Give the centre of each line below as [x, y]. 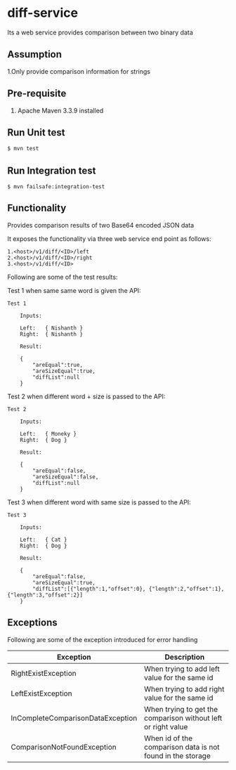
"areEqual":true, [58, 365]
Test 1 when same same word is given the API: [74, 290]
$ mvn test [23, 149]
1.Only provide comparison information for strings [79, 71]
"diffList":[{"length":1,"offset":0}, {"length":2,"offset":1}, [129, 589]
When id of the [168, 738]
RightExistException [44, 673]
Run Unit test [36, 132]
